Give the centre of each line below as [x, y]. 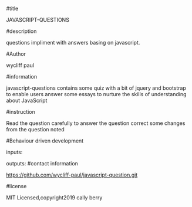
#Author [16, 54]
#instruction [21, 112]
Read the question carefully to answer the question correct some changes [96, 123]
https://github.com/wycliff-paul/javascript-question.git [72, 175]
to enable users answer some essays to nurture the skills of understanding [96, 94]
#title [12, 9]
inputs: [14, 152]
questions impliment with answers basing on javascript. [73, 43]
